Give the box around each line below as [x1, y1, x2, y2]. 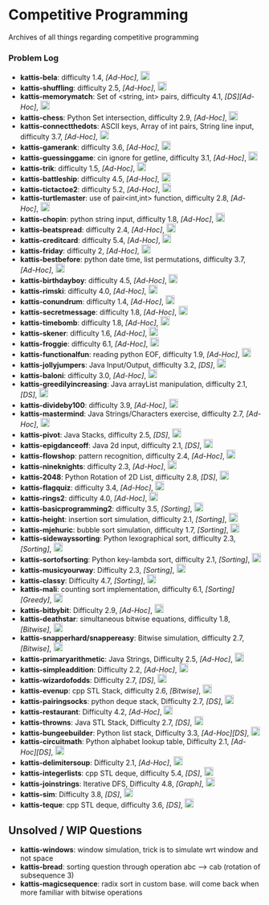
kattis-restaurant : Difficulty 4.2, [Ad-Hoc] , [19, 707, 162, 717]
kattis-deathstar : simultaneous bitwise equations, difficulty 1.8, [19, 614, 230, 624]
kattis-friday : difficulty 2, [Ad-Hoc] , [19, 246, 140, 256]
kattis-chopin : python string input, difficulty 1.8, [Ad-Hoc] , [19, 215, 214, 224]
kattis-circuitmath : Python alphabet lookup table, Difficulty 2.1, [19, 737, 230, 747]
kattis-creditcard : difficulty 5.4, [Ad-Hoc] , [19, 236, 161, 245]
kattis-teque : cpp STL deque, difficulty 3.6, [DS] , [19, 800, 183, 810]
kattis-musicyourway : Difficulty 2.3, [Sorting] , [19, 566, 175, 575]
